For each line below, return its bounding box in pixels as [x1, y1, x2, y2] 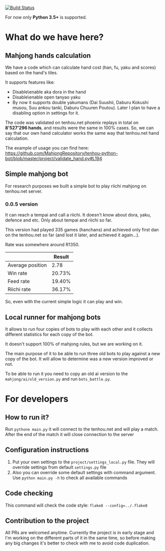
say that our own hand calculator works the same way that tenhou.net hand [5, 130, 160, 136]
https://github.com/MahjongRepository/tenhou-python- [5, 150, 118, 156]
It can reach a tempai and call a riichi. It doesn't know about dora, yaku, [5, 212, 151, 218]
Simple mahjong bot [5, 170, 68, 178]
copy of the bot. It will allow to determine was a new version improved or [5, 356, 154, 362]
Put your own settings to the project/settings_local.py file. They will [12, 459, 155, 465]
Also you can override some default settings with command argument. [12, 469, 156, 475]
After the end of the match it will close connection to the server [5, 431, 134, 437]
